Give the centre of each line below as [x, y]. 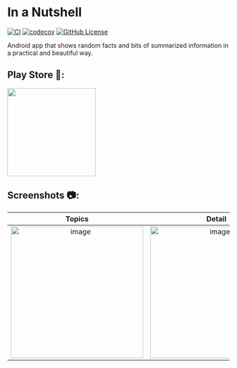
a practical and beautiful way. [50, 53]
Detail [217, 219]
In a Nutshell [45, 12]
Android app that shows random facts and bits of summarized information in [118, 45]
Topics [77, 219]
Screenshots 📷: [43, 195]
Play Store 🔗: [36, 75]
